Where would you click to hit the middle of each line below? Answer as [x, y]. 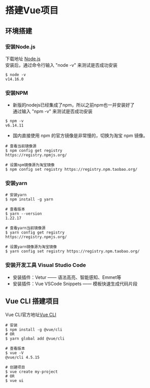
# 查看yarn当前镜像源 [25, 228]
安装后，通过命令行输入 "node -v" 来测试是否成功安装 [62, 65]
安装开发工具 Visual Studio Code [46, 265]
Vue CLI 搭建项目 [32, 301]
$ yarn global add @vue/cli [35, 339]
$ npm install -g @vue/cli [34, 329]
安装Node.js [20, 46]
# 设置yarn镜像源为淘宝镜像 [31, 247]
